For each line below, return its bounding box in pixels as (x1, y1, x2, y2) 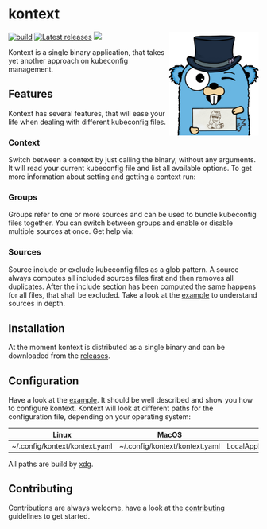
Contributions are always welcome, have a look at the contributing (8, 503, 225, 513)
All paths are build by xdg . (8, 459, 94, 469)
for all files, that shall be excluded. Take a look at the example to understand (8, 290, 257, 299)
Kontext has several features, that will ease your (8, 108, 165, 118)
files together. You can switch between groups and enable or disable (8, 218, 233, 228)
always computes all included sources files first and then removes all (8, 273, 234, 282)
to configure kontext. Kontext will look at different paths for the (8, 403, 214, 414)
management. (8, 64, 54, 74)
